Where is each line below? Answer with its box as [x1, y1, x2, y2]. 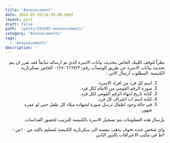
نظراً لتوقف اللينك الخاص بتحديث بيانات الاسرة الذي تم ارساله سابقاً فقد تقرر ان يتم [9, 59, 165, 65]
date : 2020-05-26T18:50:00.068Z [5, 12, 73, 17]
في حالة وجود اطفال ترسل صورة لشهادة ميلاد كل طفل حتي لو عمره [24, 101, 152, 107]
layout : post [5, 17, 33, 22]
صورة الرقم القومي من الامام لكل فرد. [79, 85, 152, 91]
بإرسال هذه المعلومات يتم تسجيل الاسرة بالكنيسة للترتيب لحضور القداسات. [23, 116, 165, 122]
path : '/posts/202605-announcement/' [5, 26, 85, 31]
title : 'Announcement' [5, 7, 53, 13]
